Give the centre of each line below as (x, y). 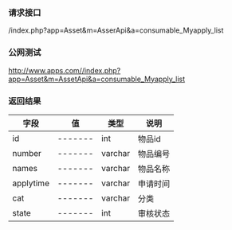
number (27, 153)
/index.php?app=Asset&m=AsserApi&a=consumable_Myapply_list (116, 30)
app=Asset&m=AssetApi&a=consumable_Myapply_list (97, 79)
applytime (31, 183)
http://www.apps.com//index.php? (65, 70)
